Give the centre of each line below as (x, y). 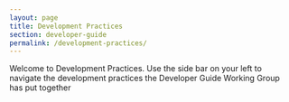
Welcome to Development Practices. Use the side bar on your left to (135, 69)
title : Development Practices (66, 26)
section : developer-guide (58, 34)
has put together (40, 88)
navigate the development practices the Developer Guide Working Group (144, 79)
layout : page (34, 18)
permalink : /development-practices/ (78, 43)
